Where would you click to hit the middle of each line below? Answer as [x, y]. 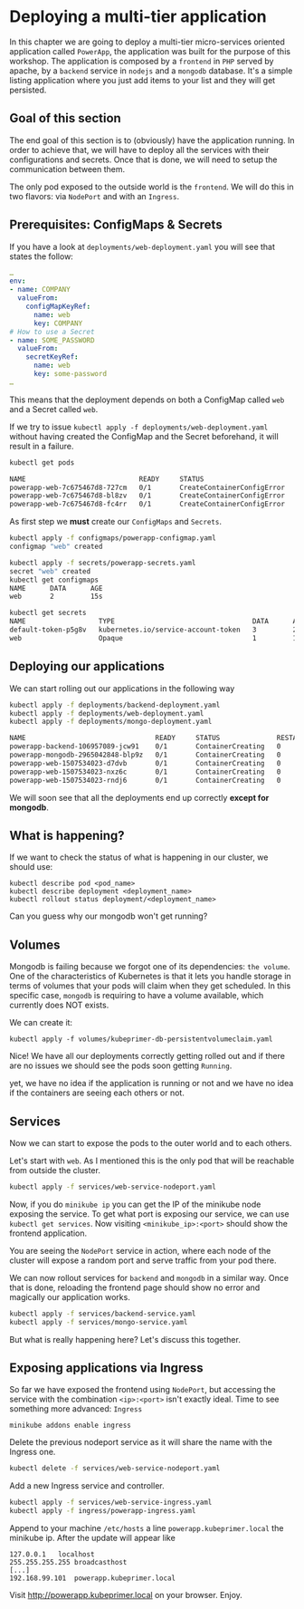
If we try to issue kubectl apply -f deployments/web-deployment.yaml [139, 427]
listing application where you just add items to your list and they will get [142, 80]
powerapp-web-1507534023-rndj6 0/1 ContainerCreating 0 [145, 780]
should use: [31, 867]
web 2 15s [56, 597]
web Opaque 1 [133, 638]
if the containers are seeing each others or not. [97, 1093]
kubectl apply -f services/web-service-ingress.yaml [111, 1503]
